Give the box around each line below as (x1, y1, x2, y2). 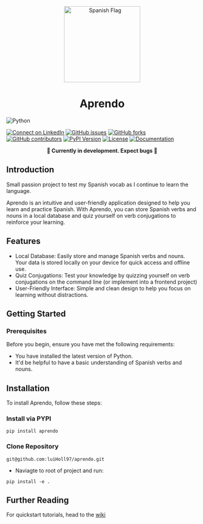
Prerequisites (6, 327, 47, 335)
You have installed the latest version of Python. (15, 352, 133, 360)
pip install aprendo (6, 428, 59, 435)
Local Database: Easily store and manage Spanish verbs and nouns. (15, 252, 185, 259)
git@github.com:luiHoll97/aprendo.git (6, 456, 105, 462)
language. (6, 187, 32, 194)
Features (6, 236, 41, 246)
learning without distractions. (15, 291, 89, 298)
